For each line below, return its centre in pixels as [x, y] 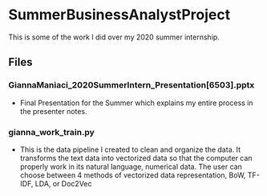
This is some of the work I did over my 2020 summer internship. [114, 37]
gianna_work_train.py [51, 132]
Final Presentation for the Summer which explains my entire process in [137, 103]
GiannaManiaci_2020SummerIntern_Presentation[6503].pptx [131, 85]
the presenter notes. [53, 111]
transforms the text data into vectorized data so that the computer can [136, 157]
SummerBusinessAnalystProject [119, 15]
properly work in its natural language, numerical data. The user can [131, 166]
